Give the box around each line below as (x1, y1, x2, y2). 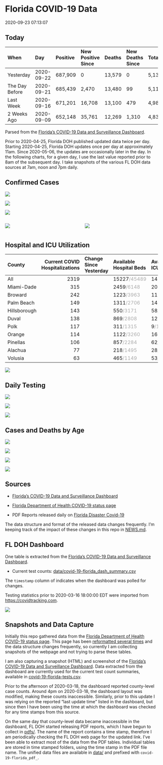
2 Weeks (7, 110, 28, 117)
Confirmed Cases (5, 179, 60, 187)
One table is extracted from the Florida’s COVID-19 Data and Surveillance (5, 553, 151, 559)
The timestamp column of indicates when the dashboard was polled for (5, 578, 147, 583)
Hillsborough (7, 308, 37, 314)
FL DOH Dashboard (5, 541, 64, 549)
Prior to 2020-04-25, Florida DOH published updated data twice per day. (5, 138, 150, 144)
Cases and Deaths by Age (5, 426, 85, 434)
